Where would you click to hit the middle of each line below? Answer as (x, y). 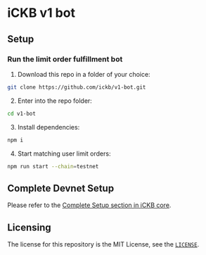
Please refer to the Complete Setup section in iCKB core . (89, 205)
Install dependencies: (49, 127)
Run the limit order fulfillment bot (65, 59)
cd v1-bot (22, 113)
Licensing (29, 227)
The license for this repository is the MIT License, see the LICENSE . (103, 244)
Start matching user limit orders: (64, 154)
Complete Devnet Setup (61, 188)
